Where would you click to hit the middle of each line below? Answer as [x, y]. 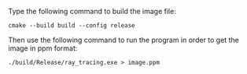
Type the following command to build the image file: [92, 11]
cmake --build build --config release [72, 26]
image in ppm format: [43, 48]
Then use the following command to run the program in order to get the [124, 40]
